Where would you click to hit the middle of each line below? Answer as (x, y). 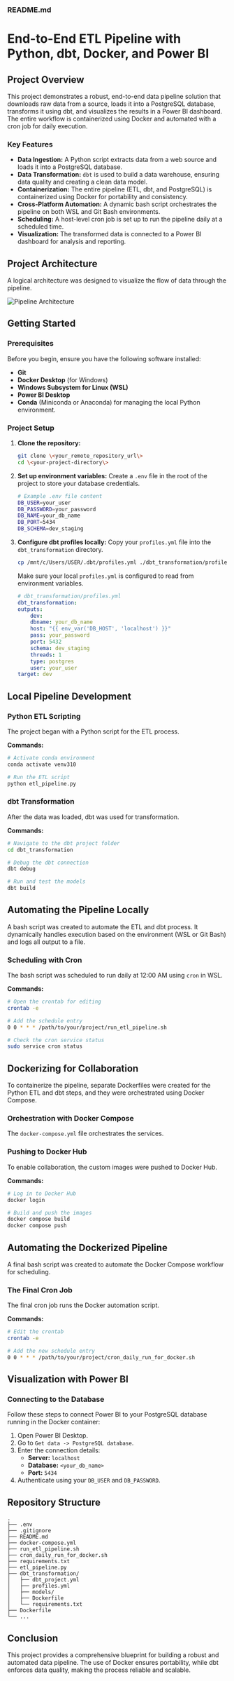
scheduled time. (41, 227)
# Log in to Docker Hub (42, 1194)
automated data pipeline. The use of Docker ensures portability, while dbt (113, 1663)
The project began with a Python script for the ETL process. (93, 731)
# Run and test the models (46, 882)
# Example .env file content (60, 496)
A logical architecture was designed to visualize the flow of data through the (117, 281)
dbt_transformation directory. (60, 550)
